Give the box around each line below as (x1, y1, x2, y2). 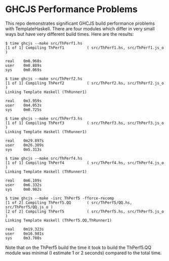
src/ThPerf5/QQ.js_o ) (5, 204, 53, 209)
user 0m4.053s (5, 103, 42, 108)
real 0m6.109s (5, 178, 42, 183)
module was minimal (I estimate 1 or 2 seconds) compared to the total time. (5, 249, 162, 256)
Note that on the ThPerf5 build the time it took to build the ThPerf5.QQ (5, 244, 152, 250)
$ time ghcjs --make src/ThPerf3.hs (5, 116, 82, 121)
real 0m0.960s (5, 58, 42, 64)
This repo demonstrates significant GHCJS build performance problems (5, 20, 155, 26)
